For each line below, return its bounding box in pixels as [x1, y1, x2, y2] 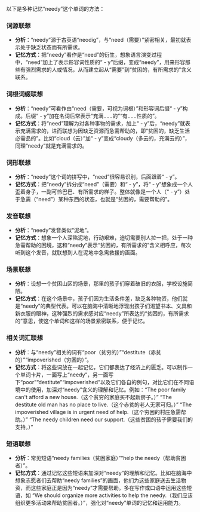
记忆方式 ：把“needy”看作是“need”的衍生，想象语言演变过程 [14, 51, 162, 59]
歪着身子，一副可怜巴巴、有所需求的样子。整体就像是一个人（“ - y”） [14, 188, 185, 195]
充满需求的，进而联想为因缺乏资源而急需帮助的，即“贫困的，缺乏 [20, 127, 180, 134]
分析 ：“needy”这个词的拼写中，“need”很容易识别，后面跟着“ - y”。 [14, 173, 180, 180]
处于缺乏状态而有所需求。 [20, 44, 84, 51]
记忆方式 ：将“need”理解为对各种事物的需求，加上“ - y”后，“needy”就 [14, 119, 186, 127]
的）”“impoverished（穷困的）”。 [14, 356, 93, 363]
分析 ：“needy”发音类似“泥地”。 [14, 226, 93, 234]
